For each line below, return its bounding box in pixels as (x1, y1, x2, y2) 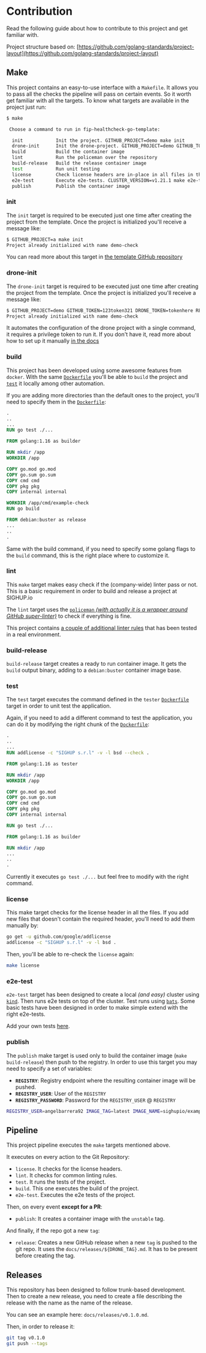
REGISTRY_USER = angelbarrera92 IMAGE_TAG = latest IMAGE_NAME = (6, 1108, 164, 1114)
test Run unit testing (12, 166, 100, 172)
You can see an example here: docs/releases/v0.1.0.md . (6, 1311, 149, 1319)
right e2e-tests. (6, 1010, 46, 1018)
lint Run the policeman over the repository (12, 155, 158, 161)
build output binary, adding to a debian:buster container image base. (6, 666, 182, 674)
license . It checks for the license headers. (15, 1165, 123, 1172)
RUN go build (6, 505, 40, 512)
